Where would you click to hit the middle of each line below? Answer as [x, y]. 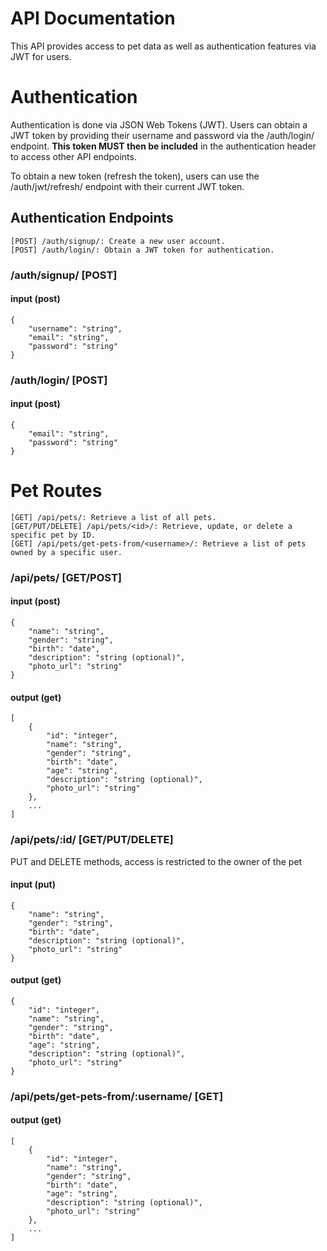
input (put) [33, 884]
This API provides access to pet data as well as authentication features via [163, 46]
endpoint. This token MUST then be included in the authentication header [163, 146]
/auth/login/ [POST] [59, 380]
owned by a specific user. [66, 552]
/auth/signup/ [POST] [64, 275]
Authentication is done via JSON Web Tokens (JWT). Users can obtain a [159, 124]
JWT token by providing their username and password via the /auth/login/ [162, 135]
